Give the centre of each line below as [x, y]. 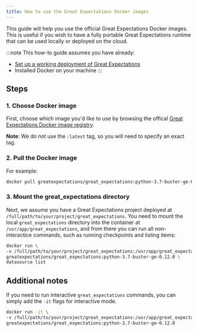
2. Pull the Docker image [42, 158]
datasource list [26, 262]
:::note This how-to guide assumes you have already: [70, 52]
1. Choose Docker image [41, 105]
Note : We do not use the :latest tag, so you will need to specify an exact [95, 136]
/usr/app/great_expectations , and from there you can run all [80, 228]
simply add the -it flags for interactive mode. [61, 301]
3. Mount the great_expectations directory [68, 197]
